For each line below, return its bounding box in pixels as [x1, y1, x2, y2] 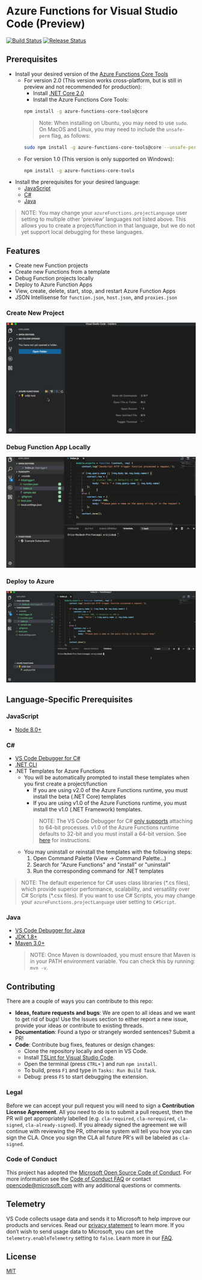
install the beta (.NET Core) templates [32, 793, 126, 801]
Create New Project [6, 309, 64, 317]
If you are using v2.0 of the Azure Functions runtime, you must [32, 787, 188, 794]
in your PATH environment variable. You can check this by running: [29, 958, 195, 965]
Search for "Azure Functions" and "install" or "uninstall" [32, 861, 171, 869]
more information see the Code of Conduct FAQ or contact [6, 1175, 151, 1183]
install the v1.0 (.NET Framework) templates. [32, 806, 142, 813]
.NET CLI [14, 761, 37, 768]
